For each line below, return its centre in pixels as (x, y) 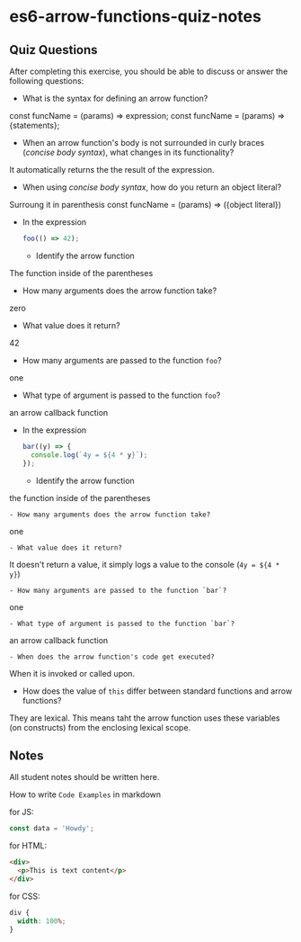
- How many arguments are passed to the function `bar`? (118, 590)
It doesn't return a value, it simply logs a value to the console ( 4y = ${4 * (145, 564)
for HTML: (28, 846)
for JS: (22, 812)
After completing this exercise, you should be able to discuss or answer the (149, 71)
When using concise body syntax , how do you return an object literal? (152, 187)
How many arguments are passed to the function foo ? (122, 360)
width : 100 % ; (42, 921)
